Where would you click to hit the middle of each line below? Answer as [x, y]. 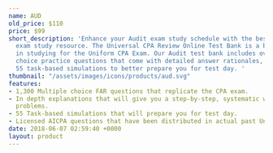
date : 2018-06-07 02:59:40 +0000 [65, 129]
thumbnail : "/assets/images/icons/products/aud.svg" [100, 76]
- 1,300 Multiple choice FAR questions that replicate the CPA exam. [129, 91]
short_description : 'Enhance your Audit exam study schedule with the [130, 38]
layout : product [36, 136]
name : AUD [25, 16]
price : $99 [27, 31]
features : [25, 83]
